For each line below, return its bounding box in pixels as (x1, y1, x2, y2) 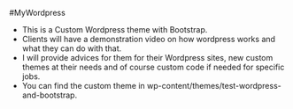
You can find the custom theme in (21, 81, 146, 91)
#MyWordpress (9, 8, 66, 18)
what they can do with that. (21, 43, 122, 54)
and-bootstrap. (21, 90, 78, 100)
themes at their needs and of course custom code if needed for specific (21, 62, 285, 72)
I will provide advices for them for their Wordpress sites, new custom (21, 53, 274, 62)
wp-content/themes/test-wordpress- (147, 81, 281, 91)
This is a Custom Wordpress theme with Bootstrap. (21, 25, 208, 34)
